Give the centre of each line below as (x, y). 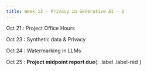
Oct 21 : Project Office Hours (40, 28)
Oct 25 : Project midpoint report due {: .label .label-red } (74, 62)
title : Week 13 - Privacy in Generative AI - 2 (65, 11)
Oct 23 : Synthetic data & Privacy (46, 39)
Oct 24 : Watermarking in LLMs (44, 51)
